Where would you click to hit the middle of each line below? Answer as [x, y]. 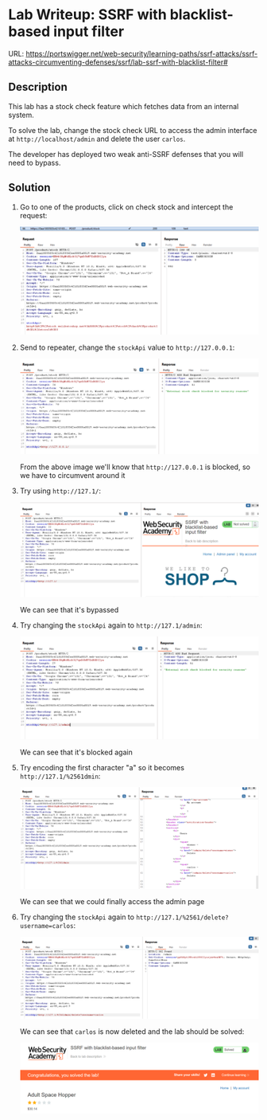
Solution [29, 188]
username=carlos [46, 926]
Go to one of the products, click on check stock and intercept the [126, 207]
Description [38, 87]
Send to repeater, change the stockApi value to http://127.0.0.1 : [127, 347]
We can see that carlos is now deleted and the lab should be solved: [132, 1032]
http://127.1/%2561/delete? [182, 918]
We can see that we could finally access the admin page [112, 901]
